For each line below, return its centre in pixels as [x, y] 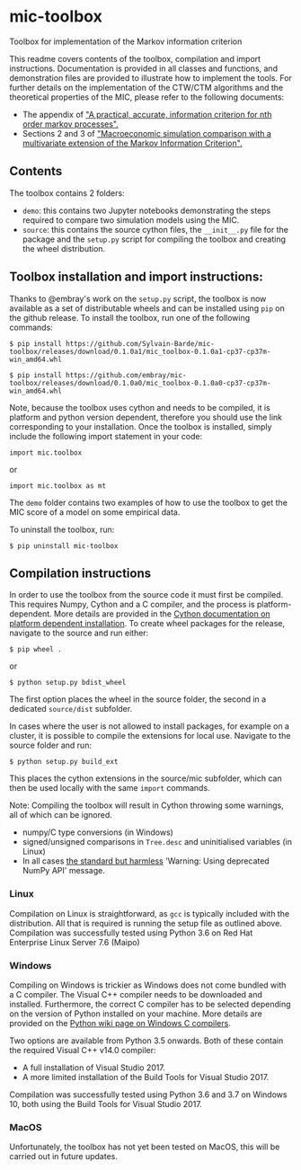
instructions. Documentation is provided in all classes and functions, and [144, 68]
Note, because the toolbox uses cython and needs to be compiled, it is [140, 407]
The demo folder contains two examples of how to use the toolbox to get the [148, 502]
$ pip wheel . [36, 650]
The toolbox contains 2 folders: [67, 193]
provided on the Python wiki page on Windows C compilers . [120, 1023]
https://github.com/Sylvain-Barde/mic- [141, 343]
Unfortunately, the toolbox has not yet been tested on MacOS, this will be [145, 1147]
